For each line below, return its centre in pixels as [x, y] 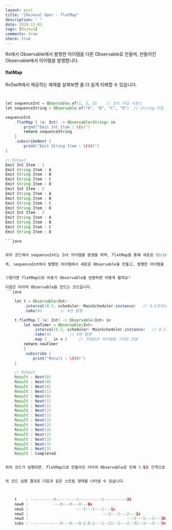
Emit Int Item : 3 [25, 213]
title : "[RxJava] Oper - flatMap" [42, 15]
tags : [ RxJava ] [21, 29]
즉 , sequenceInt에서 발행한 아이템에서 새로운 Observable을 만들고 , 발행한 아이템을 [85, 264]
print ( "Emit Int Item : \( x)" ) [57, 127]
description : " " [24, 20]
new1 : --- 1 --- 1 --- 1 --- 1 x [65, 509]
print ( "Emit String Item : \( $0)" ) [62, 146]
